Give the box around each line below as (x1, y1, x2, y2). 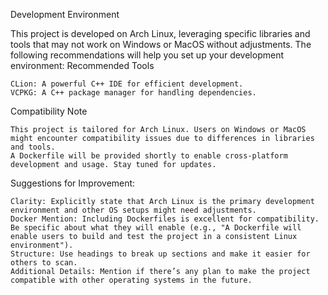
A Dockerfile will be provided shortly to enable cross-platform (10, 151, 288, 161)
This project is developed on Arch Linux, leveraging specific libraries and (10, 28, 311, 39)
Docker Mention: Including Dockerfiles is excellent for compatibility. (10, 214, 320, 224)
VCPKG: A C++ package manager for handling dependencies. (10, 88, 257, 98)
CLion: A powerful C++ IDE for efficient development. (10, 79, 244, 89)
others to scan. (10, 258, 78, 268)
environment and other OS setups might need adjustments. (10, 205, 257, 215)
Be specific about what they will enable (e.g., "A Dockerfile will (10, 223, 302, 233)
